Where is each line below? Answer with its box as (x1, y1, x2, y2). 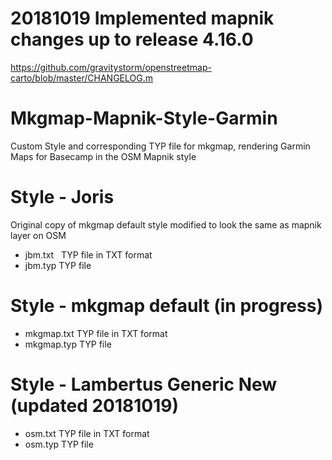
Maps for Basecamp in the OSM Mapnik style (10, 150, 197, 162)
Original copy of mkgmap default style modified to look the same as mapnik (10, 218, 322, 231)
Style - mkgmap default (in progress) (10, 295, 323, 317)
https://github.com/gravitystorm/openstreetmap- (10, 61, 212, 73)
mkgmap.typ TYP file (24, 338, 112, 350)
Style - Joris (10, 186, 115, 209)
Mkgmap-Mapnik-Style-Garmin (10, 107, 278, 130)
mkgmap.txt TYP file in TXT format (24, 327, 168, 339)
